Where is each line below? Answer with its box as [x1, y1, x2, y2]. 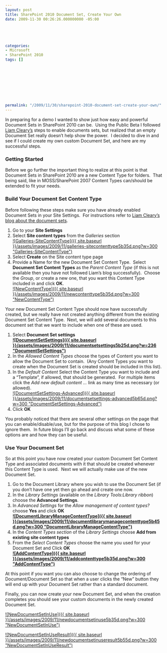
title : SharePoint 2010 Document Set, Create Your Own [5, 12, 122, 17]
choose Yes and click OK [12, 507, 65, 513]
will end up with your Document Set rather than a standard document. [5, 581, 149, 587]
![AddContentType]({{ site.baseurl [12, 550, 86, 556]
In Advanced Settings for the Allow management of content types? [12, 502, 150, 508]
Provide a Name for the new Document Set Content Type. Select [12, 259, 146, 265]
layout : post [5, 7, 32, 13]
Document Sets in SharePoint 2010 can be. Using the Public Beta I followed [5, 122, 161, 128]
